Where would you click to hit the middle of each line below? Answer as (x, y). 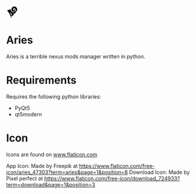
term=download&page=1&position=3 (51, 185)
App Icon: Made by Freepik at (42, 166)
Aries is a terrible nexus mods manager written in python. (76, 56)
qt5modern (28, 114)
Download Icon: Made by (159, 172)
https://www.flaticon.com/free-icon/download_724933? (112, 178)
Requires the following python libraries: (54, 96)
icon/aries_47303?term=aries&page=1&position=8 (67, 172)
